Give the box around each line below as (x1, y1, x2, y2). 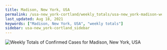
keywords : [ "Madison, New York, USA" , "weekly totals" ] (5, 21, 123, 26)
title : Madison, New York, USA (5, 7, 70, 12)
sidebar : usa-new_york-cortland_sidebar (5, 26, 90, 31)
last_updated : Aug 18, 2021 (5, 16, 64, 21)
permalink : (5, 12, 28, 17)
